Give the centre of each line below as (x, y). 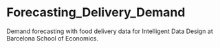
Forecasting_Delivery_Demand (96, 13)
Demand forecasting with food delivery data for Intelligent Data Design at (110, 31)
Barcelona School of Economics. (53, 38)
